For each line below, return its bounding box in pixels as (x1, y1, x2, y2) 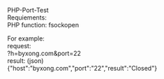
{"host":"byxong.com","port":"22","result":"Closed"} (7, 64, 158, 72)
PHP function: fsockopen (7, 21, 79, 29)
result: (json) (7, 57, 44, 65)
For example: (7, 34, 45, 43)
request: (7, 42, 31, 50)
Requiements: (7, 13, 47, 22)
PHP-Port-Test (7, 6, 49, 14)
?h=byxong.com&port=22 (7, 49, 82, 57)
